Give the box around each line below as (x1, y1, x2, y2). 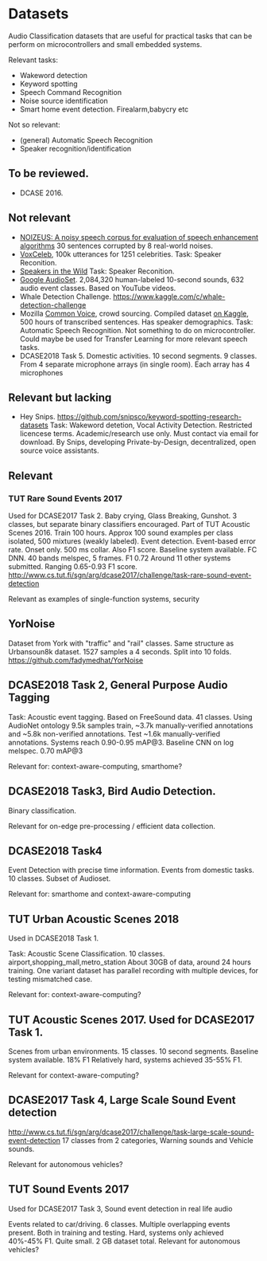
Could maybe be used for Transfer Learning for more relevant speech (19, 334, 248, 344)
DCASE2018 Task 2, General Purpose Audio (8, 678, 228, 692)
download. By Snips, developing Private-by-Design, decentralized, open (19, 438, 257, 447)
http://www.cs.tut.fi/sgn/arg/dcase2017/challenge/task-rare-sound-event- (8, 571, 252, 580)
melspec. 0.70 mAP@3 (8, 746, 83, 756)
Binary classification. (8, 806, 77, 815)
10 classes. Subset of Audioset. (8, 874, 111, 883)
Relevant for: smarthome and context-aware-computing (8, 890, 192, 899)
